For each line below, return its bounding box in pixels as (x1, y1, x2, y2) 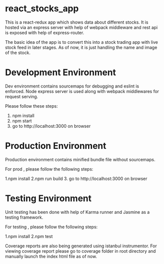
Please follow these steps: (5, 103, 58, 109)
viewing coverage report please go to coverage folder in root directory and (5, 248, 156, 254)
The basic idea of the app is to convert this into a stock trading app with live (5, 39, 158, 45)
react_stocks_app (5, 3, 79, 14)
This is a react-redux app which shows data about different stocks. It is (5, 19, 148, 25)
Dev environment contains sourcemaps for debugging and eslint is (5, 83, 140, 89)
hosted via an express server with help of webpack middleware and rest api (5, 24, 158, 30)
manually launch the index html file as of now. (5, 253, 97, 259)
